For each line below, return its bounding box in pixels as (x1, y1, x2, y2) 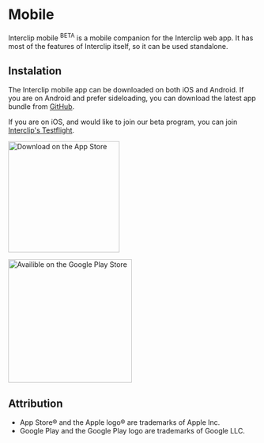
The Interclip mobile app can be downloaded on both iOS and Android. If (8, 85, 244, 95)
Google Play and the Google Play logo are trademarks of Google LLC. (19, 426, 245, 436)
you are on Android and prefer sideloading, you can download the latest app (8, 93, 257, 103)
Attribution (8, 396, 63, 410)
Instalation (8, 64, 62, 77)
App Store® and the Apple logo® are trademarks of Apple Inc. (19, 418, 221, 427)
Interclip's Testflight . (8, 126, 75, 135)
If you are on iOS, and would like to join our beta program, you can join (8, 117, 238, 127)
